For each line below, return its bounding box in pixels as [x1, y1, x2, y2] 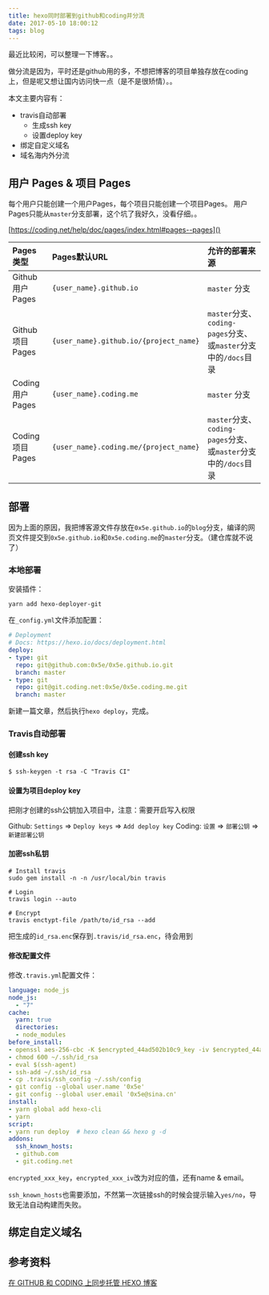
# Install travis [8, 867, 66, 875]
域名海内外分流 [19, 150, 70, 160]
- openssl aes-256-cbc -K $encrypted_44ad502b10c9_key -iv [8, 1045, 210, 1053]
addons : [8, 1135, 34, 1143]
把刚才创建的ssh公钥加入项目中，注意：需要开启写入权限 [8, 805, 196, 815]
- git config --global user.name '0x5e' [8, 1083, 146, 1091]
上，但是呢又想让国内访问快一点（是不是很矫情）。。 [8, 77, 177, 86]
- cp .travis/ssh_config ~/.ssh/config [8, 1076, 142, 1084]
